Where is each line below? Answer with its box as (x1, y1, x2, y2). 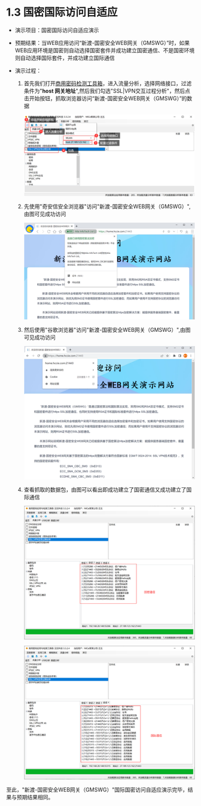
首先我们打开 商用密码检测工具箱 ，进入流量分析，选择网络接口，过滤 (23, 79, 192, 87)
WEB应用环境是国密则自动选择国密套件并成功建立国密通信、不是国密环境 (14, 46, 195, 54)
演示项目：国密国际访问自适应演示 (14, 26, 99, 34)
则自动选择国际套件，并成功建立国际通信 (14, 54, 115, 61)
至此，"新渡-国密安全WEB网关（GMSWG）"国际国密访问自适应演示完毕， (6, 786, 188, 793)
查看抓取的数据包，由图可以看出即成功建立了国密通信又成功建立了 (23, 486, 187, 493)
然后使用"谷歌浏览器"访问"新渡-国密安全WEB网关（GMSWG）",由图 (23, 326, 191, 334)
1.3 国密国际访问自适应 (6, 5, 118, 19)
